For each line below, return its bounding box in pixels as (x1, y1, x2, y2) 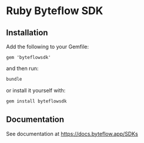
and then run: (6, 65, 39, 72)
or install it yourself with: (6, 87, 66, 94)
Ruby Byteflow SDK (6, 4, 103, 18)
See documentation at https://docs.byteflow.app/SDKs (6, 130, 138, 137)
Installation (6, 28, 48, 38)
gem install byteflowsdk (6, 98, 67, 104)
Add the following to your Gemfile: (6, 43, 89, 50)
